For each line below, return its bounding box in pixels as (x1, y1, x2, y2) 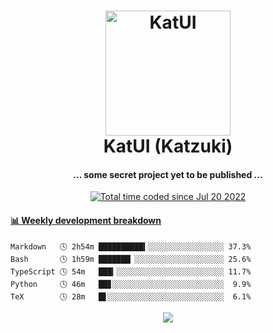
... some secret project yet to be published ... (73, 168, 263, 180)
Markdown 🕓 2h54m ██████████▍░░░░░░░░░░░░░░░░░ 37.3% (10, 241, 252, 252)
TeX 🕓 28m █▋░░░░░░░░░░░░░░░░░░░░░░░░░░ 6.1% (10, 291, 252, 302)
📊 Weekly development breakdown (10, 214, 162, 226)
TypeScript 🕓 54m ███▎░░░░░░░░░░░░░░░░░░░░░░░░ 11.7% (10, 266, 252, 277)
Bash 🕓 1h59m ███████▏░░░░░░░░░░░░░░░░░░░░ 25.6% (10, 254, 252, 264)
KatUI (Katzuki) (103, 135, 233, 158)
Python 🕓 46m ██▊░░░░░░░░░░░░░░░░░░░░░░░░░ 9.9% (10, 279, 252, 289)
